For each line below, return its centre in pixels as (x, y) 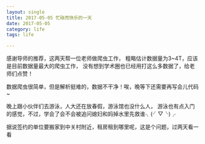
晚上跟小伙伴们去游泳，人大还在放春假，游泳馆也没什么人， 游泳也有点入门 (101, 106)
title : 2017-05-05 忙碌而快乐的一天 (49, 18)
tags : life (20, 35)
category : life (26, 29)
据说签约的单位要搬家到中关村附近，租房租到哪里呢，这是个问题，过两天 (97, 127)
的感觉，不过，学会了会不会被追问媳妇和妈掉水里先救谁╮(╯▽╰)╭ (91, 114)
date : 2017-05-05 (28, 23)
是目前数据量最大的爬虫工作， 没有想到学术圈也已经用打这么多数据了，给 (98, 66)
